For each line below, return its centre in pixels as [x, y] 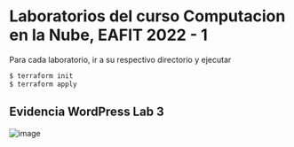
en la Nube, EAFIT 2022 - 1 [109, 35]
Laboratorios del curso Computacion [147, 16]
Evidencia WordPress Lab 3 [87, 112]
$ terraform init [41, 76]
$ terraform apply [43, 84]
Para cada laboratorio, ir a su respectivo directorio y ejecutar [120, 59]
